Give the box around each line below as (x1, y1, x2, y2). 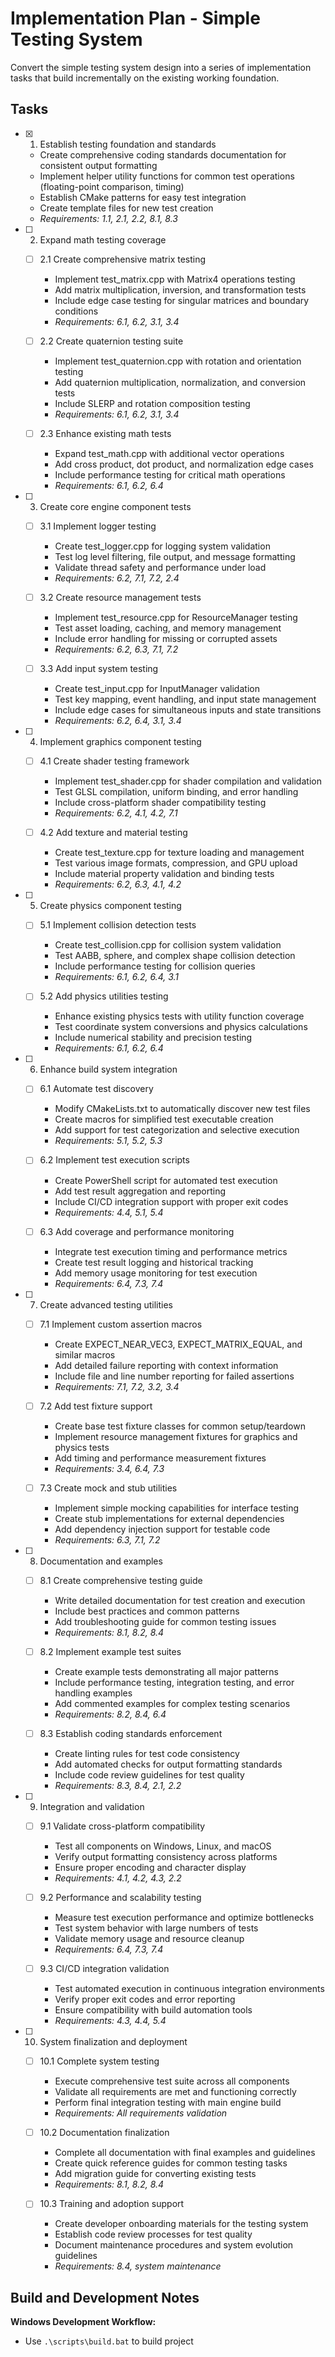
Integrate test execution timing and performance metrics (54, 1245, 288, 1257)
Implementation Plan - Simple (10, 7, 261, 30)
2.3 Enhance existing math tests (39, 427, 172, 439)
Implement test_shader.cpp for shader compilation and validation (54, 775, 322, 787)
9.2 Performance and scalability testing (39, 1892, 202, 1903)
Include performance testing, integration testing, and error (54, 1676, 295, 1688)
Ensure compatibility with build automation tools (54, 2004, 253, 2016)
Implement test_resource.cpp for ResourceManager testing (54, 612, 298, 624)
